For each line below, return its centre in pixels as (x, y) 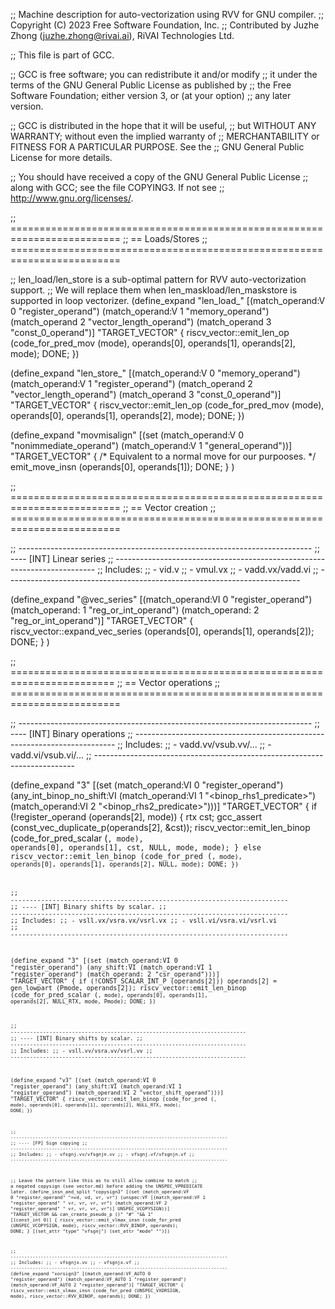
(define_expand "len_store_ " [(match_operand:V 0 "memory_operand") (155, 373)
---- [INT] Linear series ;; (62, 558)
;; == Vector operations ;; (168, 682)
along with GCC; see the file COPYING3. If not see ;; (117, 187)
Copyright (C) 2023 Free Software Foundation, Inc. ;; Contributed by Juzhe (165, 25)
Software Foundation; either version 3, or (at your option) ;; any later (151, 95)
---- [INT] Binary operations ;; (71, 733)
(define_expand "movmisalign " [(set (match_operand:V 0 (127, 435)
